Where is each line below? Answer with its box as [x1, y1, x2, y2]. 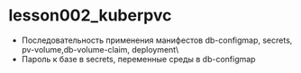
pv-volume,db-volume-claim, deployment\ [21, 44, 179, 54]
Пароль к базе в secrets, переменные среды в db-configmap [21, 53, 256, 64]
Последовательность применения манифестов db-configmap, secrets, [21, 35, 293, 45]
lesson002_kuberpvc [8, 5, 172, 26]
